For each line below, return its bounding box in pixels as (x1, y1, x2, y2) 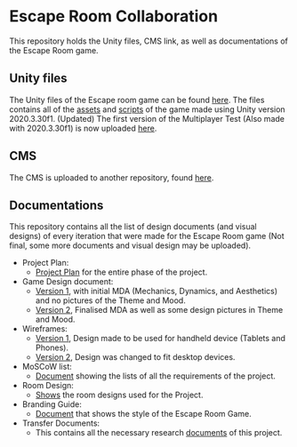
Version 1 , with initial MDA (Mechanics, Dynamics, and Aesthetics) (35, 286, 278, 297)
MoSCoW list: (21, 362, 73, 372)
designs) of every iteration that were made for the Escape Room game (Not (9, 231, 285, 242)
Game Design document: (21, 276, 114, 287)
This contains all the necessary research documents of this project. (35, 427, 283, 438)
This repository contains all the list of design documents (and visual (9, 221, 257, 232)
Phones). (35, 342, 69, 353)
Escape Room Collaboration (9, 6, 219, 27)
